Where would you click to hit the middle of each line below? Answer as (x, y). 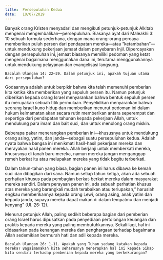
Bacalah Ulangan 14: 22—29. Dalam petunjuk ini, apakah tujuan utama (77, 73)
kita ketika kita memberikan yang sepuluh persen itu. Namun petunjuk (75, 92)
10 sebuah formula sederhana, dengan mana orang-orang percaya (72, 38)
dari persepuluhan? (25, 78)
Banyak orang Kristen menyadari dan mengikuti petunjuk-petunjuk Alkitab (79, 28)
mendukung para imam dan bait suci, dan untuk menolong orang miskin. (78, 123)
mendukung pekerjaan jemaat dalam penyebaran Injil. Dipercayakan (86, 49)
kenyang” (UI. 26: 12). (27, 205)
